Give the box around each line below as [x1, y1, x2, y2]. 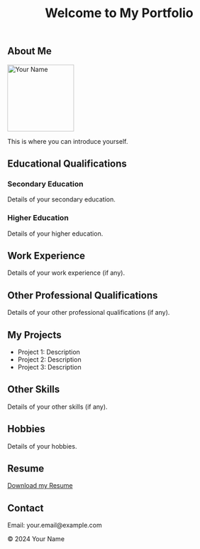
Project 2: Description [17, 355, 82, 364]
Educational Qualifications [7, 158, 128, 169]
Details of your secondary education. [7, 195, 116, 204]
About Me [7, 45, 52, 58]
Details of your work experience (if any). [7, 268, 126, 277]
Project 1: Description [17, 347, 80, 357]
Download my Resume [7, 481, 73, 490]
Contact [7, 502, 44, 514]
